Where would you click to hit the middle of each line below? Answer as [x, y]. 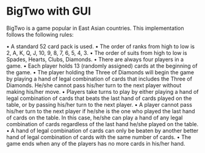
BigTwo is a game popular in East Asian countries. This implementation [95, 28]
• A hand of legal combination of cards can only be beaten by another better [103, 130]
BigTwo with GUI [49, 11]
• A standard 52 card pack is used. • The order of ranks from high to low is [101, 46]
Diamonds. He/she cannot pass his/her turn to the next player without [94, 85]
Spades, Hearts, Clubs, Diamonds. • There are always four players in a [95, 59]
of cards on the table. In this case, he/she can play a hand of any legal [95, 118]
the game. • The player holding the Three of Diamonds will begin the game [100, 72]
